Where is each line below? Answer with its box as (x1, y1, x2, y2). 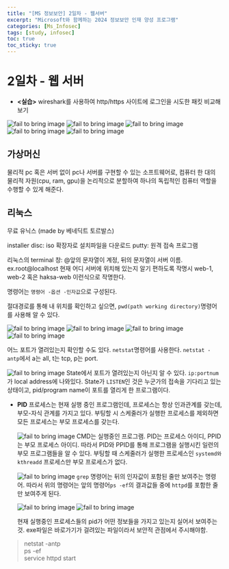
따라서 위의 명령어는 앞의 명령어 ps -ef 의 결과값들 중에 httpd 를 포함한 (26, 481, 211, 489)
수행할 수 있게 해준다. (7, 185, 64, 193)
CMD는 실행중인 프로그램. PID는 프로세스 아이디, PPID (76, 432, 221, 440)
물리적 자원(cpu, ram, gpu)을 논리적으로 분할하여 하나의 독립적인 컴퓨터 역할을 (7, 176, 217, 185)
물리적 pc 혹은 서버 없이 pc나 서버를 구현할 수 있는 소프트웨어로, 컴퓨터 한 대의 (7, 168, 216, 176)
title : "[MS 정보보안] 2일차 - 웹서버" (7, 10, 108, 17)
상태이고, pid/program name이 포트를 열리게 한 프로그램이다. (7, 385, 171, 394)
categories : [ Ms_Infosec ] (7, 23, 81, 29)
